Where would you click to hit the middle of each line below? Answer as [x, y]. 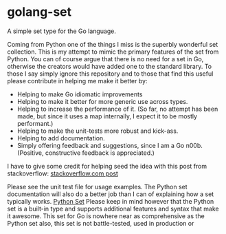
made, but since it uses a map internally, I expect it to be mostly [107, 116]
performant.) [35, 123]
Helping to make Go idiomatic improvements [80, 94]
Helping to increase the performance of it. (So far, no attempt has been [117, 109]
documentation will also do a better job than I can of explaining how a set [111, 194]
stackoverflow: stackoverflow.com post [63, 173]
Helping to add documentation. [61, 138]
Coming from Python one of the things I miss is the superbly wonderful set [113, 44]
